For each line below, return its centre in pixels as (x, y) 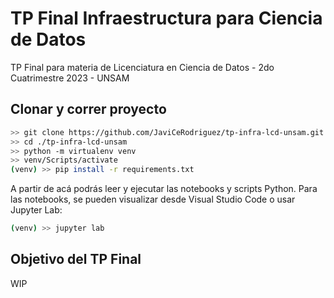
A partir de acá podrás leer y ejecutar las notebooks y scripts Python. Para (164, 189)
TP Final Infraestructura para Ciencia (166, 18)
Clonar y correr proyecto (88, 109)
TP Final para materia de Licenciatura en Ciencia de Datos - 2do (142, 67)
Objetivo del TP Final (76, 259)
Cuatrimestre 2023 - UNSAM (70, 78)
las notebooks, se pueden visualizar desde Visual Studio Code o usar (153, 199)
